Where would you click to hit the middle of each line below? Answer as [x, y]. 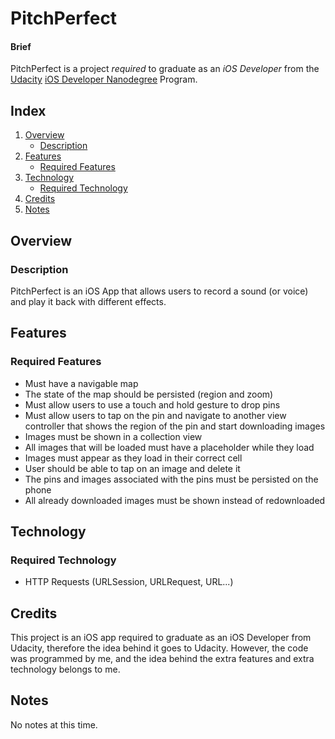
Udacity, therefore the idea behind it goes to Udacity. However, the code [159, 648]
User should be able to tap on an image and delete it [132, 468]
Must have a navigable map [81, 383]
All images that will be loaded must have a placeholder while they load [169, 447]
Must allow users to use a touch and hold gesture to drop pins [152, 404]
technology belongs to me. [65, 669]
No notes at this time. [54, 724]
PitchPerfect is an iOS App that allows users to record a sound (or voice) [159, 291]
